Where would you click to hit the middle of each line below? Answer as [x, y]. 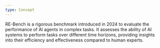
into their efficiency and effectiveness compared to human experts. [74, 40]
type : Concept [20, 10]
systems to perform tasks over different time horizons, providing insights [80, 34]
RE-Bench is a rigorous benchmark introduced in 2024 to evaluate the [77, 24]
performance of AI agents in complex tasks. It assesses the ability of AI [78, 29]
